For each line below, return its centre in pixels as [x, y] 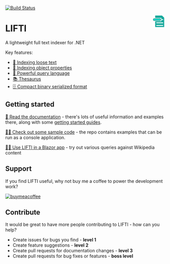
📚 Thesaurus [27, 78]
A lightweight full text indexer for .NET [45, 42]
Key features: [19, 52]
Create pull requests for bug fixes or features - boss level [73, 256]
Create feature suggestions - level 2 [50, 245]
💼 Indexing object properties [42, 68]
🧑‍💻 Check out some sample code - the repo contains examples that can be [84, 132]
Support [19, 169]
